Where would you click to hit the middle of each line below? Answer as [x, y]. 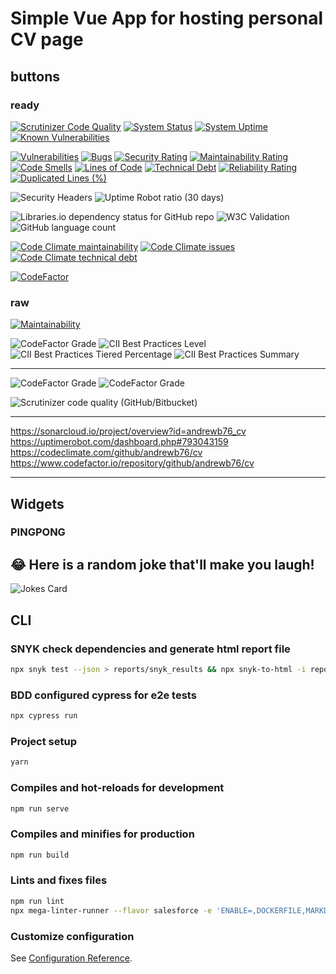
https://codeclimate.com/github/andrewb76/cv [106, 453]
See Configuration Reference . [71, 958]
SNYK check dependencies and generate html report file [150, 649]
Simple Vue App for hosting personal [166, 18]
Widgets [37, 503]
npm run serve [40, 808]
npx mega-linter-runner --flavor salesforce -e [111, 910]
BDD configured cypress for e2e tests [103, 695]
